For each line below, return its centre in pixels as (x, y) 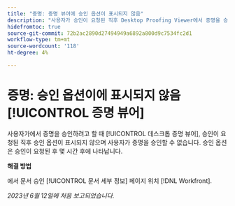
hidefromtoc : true (34, 27)
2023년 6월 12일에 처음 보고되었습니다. (61, 196)
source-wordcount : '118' (43, 46)
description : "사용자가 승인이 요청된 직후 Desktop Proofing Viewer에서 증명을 (114, 20)
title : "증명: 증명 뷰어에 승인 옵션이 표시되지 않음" (76, 14)
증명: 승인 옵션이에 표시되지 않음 (94, 96)
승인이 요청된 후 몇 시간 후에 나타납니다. (69, 151)
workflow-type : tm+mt (39, 40)
